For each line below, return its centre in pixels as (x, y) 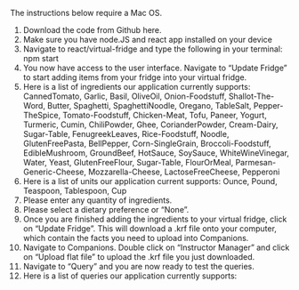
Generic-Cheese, (55, 172)
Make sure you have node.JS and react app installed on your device (148, 40)
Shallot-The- (251, 96)
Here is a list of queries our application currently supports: (130, 276)
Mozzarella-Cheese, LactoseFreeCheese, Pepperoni (184, 172)
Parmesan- (256, 162)
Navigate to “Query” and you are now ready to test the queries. (138, 266)
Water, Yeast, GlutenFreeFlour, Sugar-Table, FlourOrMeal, (128, 162)
